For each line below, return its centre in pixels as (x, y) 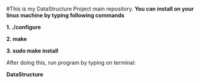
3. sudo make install (32, 51)
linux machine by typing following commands (65, 15)
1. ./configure (24, 27)
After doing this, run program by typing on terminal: (71, 63)
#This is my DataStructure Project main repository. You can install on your (100, 9)
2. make (17, 39)
